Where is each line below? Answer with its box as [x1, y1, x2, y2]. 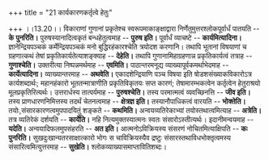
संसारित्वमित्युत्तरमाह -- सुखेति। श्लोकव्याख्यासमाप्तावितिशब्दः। [8, 142, 168, 151]
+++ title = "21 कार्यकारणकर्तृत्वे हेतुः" [8, 8, 113, 17]
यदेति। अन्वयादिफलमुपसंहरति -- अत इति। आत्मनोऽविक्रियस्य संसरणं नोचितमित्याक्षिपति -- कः [8, 124, 248, 133]
